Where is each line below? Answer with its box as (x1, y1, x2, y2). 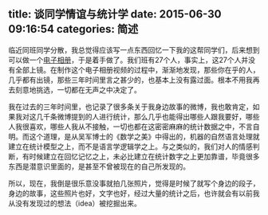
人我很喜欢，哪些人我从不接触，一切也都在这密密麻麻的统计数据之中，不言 (8, 122, 253, 131)
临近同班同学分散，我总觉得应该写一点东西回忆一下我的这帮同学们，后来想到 (8, 45, 260, 54)
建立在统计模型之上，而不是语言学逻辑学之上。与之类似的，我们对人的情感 (8, 142, 253, 151)
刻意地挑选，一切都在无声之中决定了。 (14, 84, 141, 94)
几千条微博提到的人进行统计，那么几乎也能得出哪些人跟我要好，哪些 (35, 111, 260, 121)
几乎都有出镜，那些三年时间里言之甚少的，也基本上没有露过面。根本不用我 (8, 75, 253, 84)
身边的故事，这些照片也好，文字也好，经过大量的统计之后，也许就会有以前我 (8, 188, 260, 197)
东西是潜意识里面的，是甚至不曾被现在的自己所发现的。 (8, 162, 190, 171)
